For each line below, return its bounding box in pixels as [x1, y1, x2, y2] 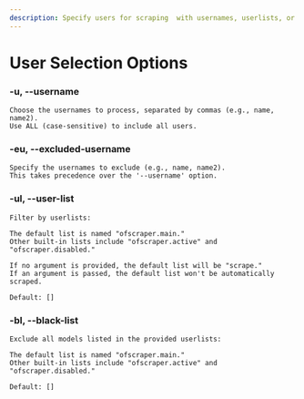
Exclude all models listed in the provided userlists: [9, 334, 222, 343]
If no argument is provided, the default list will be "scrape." [9, 261, 262, 270]
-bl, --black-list [9, 313, 79, 326]
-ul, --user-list [9, 192, 75, 205]
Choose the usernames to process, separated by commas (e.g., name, [9, 106, 275, 115]
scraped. [9, 277, 43, 286]
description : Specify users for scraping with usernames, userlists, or [9, 13, 296, 23]
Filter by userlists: [9, 213, 92, 222]
